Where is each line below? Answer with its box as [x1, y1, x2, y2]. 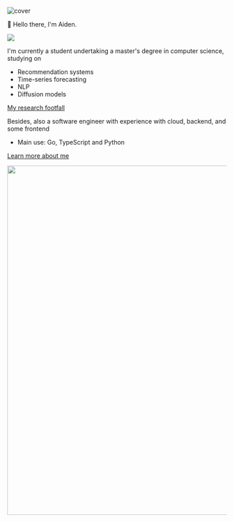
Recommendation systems [17, 68, 94, 76]
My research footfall [7, 103, 65, 112]
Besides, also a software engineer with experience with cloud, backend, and [7, 117, 226, 125]
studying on [7, 55, 42, 62]
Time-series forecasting [17, 75, 87, 83]
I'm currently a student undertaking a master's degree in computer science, [7, 47, 224, 55]
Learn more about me [7, 152, 70, 160]
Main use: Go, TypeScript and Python [17, 138, 125, 146]
